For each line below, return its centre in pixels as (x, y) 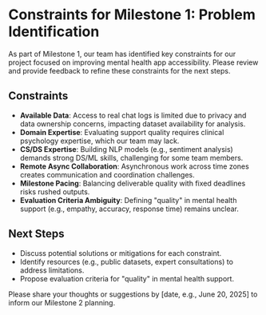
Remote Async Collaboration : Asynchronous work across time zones (134, 166)
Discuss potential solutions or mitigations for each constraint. (121, 253)
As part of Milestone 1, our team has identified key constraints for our (122, 54)
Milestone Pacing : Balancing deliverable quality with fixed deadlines (133, 183)
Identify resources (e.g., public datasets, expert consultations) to (127, 261)
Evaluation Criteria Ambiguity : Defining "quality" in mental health (128, 200)
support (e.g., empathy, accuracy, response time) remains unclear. (129, 209)
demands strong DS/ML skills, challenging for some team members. (131, 157)
